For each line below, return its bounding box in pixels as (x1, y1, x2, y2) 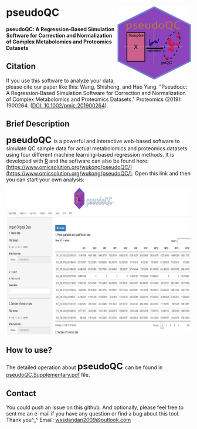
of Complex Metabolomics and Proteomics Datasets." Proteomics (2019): (6, 96, 182, 103)
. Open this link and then (131, 170, 191, 177)
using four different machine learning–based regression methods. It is (6, 151, 175, 158)
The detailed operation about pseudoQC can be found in (6, 361, 163, 372)
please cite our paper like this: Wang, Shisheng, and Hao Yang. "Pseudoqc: (6, 83, 188, 90)
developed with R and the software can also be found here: (6, 157, 149, 164)
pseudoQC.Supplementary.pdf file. (6, 371, 90, 379)
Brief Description (6, 119, 70, 129)
